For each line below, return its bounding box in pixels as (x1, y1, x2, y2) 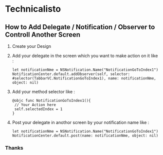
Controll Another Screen (5, 30, 81, 39)
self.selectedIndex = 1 (14, 107, 63, 112)
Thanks (5, 144, 23, 151)
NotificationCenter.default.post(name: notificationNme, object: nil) (12, 133, 159, 138)
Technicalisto (5, 3, 61, 15)
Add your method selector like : (12, 89, 75, 95)
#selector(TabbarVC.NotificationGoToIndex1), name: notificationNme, (12, 76, 157, 81)
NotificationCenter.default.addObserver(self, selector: (12, 72, 130, 77)
